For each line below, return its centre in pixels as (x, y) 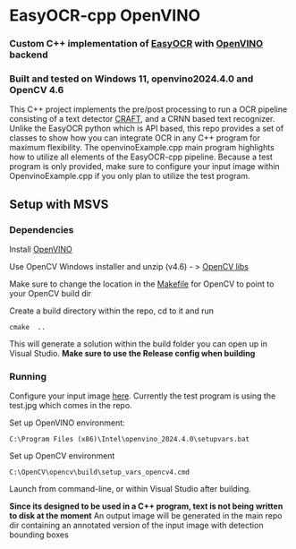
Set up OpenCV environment (62, 456)
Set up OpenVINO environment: (67, 423)
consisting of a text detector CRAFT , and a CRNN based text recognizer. (142, 119)
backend (29, 55)
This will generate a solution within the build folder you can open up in (139, 344)
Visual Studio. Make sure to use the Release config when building (132, 354)
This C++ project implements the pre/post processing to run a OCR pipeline (148, 109)
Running (28, 377)
